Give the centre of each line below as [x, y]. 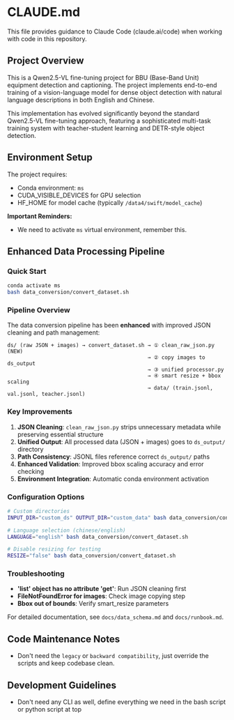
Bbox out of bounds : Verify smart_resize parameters [93, 604]
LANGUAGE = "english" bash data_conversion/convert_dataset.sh [98, 537]
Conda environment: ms [50, 187]
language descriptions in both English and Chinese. [81, 100]
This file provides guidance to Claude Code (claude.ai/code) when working [115, 31]
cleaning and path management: [54, 332]
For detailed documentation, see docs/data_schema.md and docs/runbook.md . [116, 617]
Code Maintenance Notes [64, 639]
